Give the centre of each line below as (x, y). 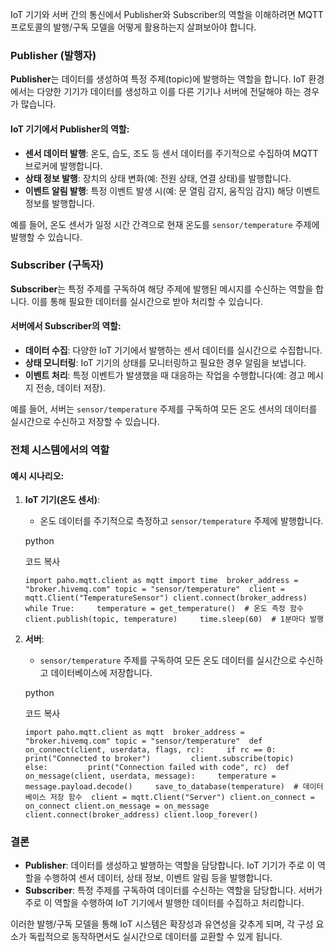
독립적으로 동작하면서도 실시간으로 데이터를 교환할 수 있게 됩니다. (155, 937)
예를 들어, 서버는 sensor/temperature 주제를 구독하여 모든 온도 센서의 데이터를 (164, 409)
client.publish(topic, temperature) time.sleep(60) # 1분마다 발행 (174, 619)
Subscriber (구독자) (57, 265)
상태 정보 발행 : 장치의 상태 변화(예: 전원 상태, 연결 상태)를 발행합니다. (158, 178)
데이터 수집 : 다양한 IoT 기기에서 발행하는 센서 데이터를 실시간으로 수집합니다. (173, 350)
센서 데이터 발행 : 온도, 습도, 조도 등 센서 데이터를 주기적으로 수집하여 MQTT (171, 153)
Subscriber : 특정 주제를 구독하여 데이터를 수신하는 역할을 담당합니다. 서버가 (173, 890)
